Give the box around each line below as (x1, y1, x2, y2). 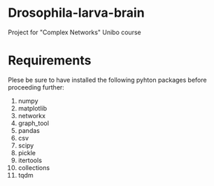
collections (17, 163, 50, 172)
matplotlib (17, 103, 48, 113)
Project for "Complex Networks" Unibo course (8, 28, 142, 36)
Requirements (8, 52, 92, 69)
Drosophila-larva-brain (8, 5, 145, 21)
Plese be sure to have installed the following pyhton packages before (8, 76, 207, 84)
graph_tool (17, 119, 50, 127)
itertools (17, 156, 43, 164)
